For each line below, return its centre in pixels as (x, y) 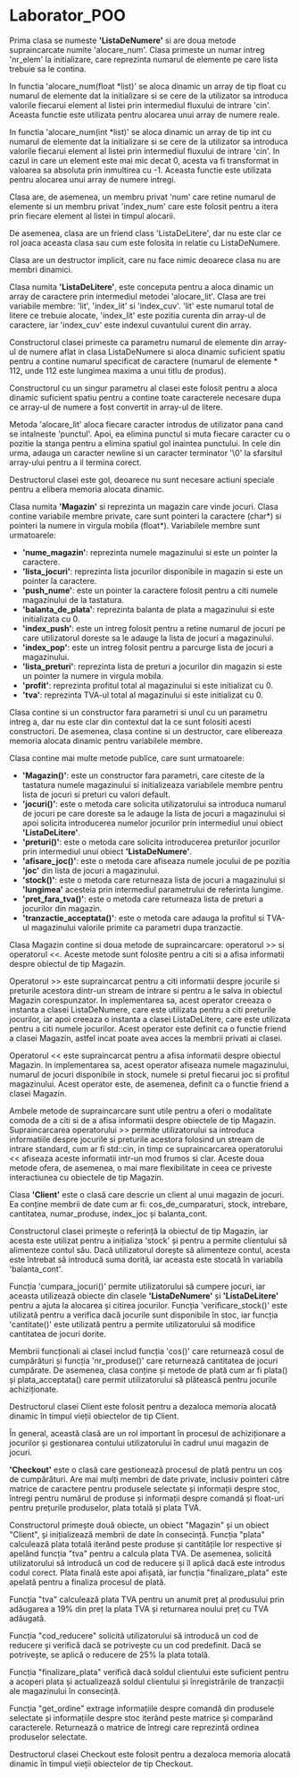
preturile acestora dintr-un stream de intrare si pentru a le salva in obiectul (146, 990)
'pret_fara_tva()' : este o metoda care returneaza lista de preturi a (142, 899)
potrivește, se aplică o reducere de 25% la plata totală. (110, 1655)
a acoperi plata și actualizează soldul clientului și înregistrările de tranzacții (147, 1681)
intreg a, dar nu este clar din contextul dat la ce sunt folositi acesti (130, 722)
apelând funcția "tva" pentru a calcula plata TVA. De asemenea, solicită (141, 1554)
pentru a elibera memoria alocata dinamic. (87, 489)
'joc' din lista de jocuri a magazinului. (91, 870)
